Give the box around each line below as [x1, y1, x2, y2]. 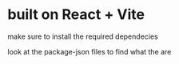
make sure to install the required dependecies [7, 32, 158, 41]
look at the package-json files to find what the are [7, 47, 172, 56]
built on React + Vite [7, 6, 145, 24]
